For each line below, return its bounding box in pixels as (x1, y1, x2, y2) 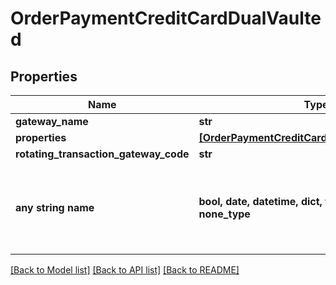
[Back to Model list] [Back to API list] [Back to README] (10, 264, 240, 276)
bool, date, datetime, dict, (198, 195, 323, 208)
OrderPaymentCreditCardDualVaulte (10, 7, 322, 30)
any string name (15, 201, 95, 214)
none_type (198, 207, 251, 221)
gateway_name (15, 115, 89, 128)
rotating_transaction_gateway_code (15, 147, 190, 161)
